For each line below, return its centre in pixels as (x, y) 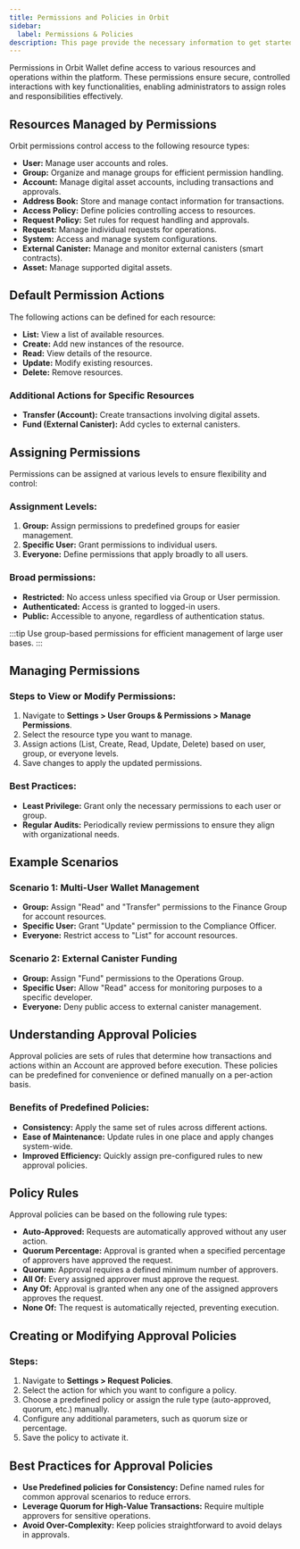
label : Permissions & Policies (75, 34)
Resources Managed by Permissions (113, 125)
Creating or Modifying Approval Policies (123, 1336)
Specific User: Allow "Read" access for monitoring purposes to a (142, 987)
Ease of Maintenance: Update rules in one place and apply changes (148, 1137)
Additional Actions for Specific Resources (102, 396)
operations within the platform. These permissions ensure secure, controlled (150, 78)
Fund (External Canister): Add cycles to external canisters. (131, 424)
